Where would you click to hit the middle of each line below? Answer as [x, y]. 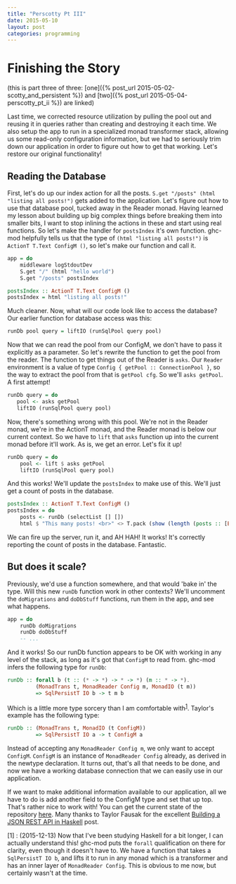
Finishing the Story [64, 68]
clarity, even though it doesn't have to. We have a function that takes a [109, 851]
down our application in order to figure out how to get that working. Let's [112, 147]
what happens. [29, 606]
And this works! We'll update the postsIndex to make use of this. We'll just [114, 484]
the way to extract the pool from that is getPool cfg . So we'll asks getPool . [115, 375]
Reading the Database [57, 176]
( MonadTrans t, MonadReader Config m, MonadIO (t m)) [116, 687]
